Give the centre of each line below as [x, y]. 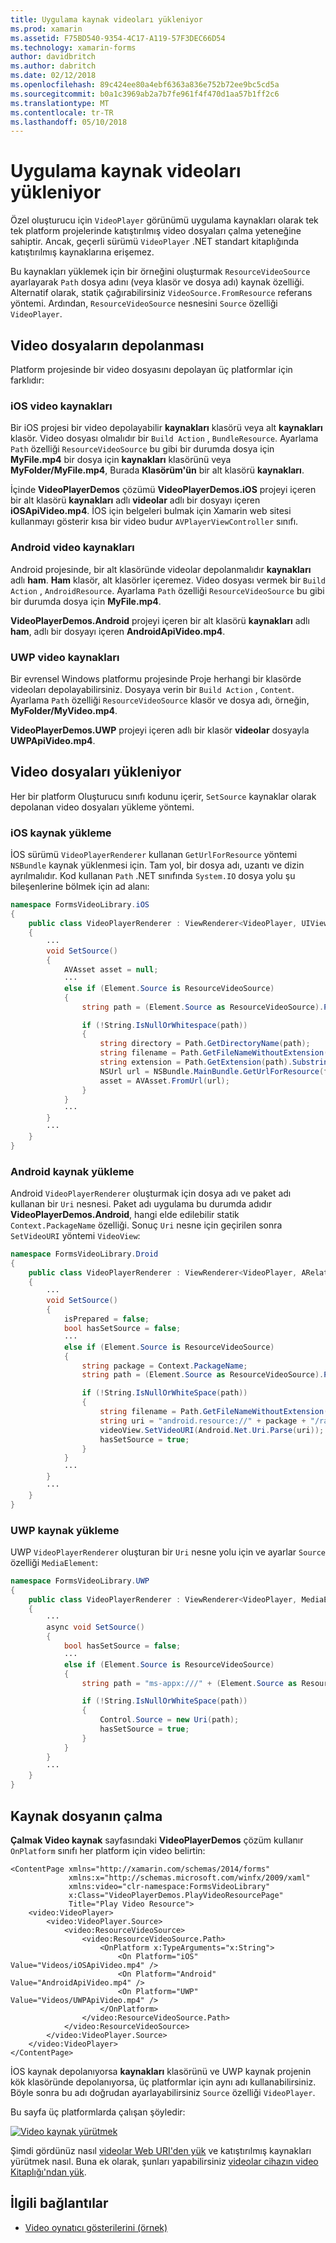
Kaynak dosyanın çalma [86, 1816]
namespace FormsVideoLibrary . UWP [80, 1581]
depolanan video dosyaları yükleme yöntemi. [102, 807]
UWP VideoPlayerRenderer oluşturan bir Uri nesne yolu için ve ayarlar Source [168, 1552]
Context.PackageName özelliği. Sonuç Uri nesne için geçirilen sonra [146, 1225]
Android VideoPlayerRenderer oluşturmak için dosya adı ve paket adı [151, 1193]
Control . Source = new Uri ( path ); [169, 1720]
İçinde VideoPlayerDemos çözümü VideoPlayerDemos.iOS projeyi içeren [163, 490]
